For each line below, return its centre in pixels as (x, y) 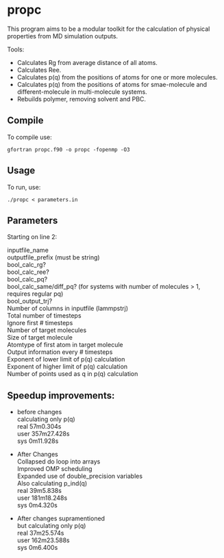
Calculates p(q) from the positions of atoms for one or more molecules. (117, 77)
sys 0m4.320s (37, 505)
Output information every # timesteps (60, 352)
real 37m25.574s (40, 533)
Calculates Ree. (39, 70)
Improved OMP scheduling (54, 469)
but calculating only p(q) (51, 526)
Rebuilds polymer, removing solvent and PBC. (81, 99)
